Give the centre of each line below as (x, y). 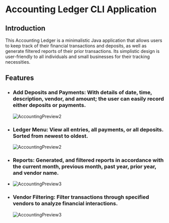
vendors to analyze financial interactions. (65, 204)
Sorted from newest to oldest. (50, 136)
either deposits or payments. (49, 105)
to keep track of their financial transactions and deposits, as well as (76, 46)
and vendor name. (36, 173)
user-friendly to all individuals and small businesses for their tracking (78, 57)
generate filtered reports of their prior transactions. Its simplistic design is (82, 51)
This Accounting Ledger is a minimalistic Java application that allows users (84, 40)
